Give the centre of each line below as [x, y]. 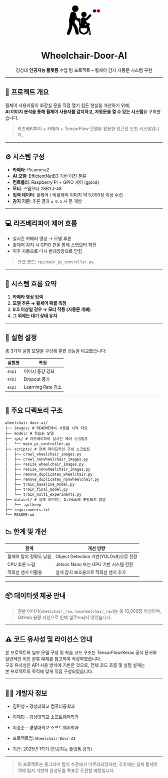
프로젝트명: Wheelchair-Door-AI [44, 738]
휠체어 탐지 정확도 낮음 [29, 556]
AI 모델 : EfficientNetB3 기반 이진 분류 [49, 176]
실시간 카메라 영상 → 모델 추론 [42, 239]
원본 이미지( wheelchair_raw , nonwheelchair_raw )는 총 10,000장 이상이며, [89, 611]
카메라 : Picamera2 [31, 170]
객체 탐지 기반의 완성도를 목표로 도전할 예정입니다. [66, 770]
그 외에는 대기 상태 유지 [35, 315]
